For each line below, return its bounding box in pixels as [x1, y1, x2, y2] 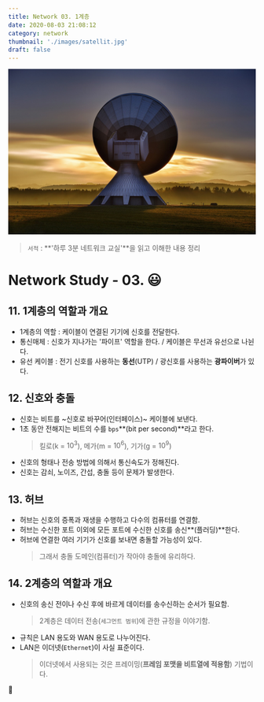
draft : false [8, 46, 51, 54]
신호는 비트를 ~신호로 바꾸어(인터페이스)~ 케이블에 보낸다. [19, 414, 198, 423]
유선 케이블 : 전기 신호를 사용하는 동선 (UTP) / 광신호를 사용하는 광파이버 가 [19, 356, 247, 366]
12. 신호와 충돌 [8, 392, 75, 405]
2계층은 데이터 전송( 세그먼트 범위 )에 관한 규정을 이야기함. [38, 615, 211, 626]
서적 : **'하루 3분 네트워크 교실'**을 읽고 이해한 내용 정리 [27, 243, 200, 252]
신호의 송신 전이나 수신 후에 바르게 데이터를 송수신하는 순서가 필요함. [19, 599, 229, 608]
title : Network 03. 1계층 [8, 13, 90, 20]
